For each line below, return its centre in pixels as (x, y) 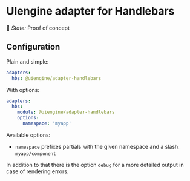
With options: (23, 90)
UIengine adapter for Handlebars (90, 11)
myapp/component (35, 153)
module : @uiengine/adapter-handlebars (66, 112)
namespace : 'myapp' (47, 123)
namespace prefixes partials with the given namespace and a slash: (97, 146)
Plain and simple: (28, 61)
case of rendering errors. (38, 171)
